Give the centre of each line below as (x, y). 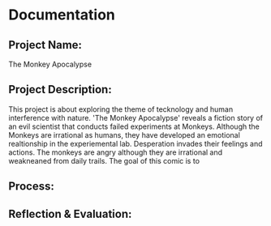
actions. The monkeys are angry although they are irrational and (116, 152)
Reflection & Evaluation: (70, 213)
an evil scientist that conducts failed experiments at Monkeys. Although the (134, 126)
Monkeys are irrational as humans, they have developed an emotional (125, 134)
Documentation (62, 15)
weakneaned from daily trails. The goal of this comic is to (104, 160)
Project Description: (60, 90)
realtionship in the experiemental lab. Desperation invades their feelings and (135, 143)
